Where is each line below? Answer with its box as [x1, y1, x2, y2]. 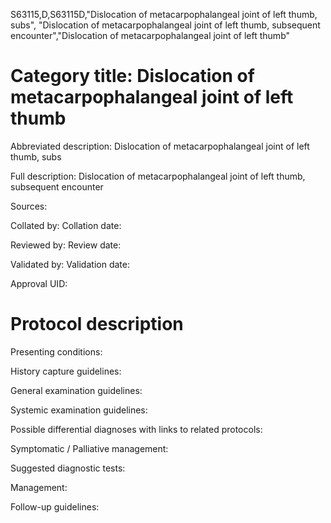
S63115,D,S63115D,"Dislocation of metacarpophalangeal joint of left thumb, [10, 9, 318, 20]
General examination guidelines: [10, 384, 143, 396]
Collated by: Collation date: [10, 219, 122, 231]
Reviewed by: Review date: [10, 239, 122, 251]
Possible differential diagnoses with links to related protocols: [10, 423, 263, 435]
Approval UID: [10, 277, 68, 289]
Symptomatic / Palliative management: [10, 442, 169, 454]
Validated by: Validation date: [10, 258, 130, 270]
